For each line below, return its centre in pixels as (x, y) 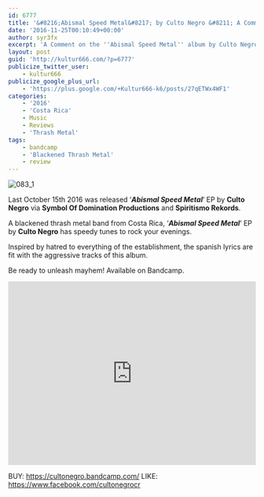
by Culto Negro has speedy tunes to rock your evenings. (100, 232)
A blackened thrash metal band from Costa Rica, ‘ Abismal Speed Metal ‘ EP (130, 223)
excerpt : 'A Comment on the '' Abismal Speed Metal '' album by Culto (123, 45)
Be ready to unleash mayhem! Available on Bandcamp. (96, 271)
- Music (35, 118)
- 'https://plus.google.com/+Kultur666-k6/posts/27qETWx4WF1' (126, 89)
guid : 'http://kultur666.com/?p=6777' (71, 60)
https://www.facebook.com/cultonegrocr (75, 484)
